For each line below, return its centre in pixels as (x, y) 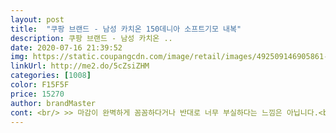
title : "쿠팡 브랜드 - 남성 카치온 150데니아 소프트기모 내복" (126, 29)
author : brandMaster (53, 103)
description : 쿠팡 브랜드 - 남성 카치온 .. (91, 38)
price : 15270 (37, 94)
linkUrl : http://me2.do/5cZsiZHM (80, 66)
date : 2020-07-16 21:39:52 (66, 47)
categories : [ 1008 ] (51, 76)
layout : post (37, 19)
